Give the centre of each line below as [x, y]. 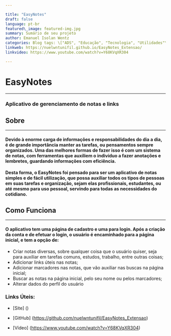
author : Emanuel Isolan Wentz [37, 38]
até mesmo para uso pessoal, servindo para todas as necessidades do [81, 189]
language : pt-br [22, 24]
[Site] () [21, 308]
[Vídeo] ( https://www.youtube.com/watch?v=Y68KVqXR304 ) [77, 328]
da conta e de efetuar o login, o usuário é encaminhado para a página [80, 234]
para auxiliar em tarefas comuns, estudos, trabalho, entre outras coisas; [88, 257]
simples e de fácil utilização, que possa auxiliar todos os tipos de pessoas [85, 178]
